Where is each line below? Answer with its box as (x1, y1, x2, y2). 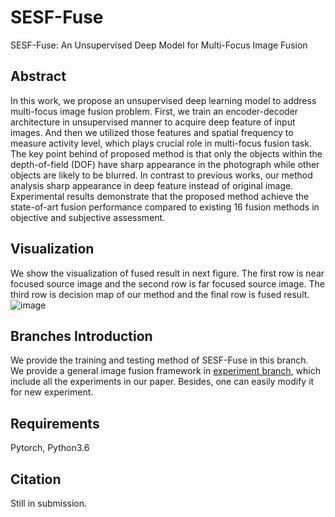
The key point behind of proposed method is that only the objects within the (10, 147, 323, 160)
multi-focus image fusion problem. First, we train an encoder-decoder (10, 105, 299, 117)
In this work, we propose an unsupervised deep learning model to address (10, 94, 317, 106)
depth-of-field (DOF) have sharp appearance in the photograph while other (10, 158, 320, 170)
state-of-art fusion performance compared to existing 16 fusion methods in (10, 201, 320, 213)
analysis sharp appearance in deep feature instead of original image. (10, 179, 294, 191)
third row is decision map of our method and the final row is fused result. (10, 288, 310, 300)
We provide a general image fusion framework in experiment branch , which (10, 365, 322, 377)
